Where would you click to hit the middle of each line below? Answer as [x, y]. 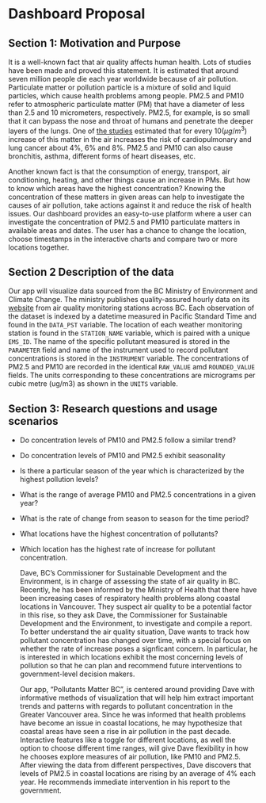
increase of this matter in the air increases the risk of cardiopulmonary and [130, 139]
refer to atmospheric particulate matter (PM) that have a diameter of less [127, 104]
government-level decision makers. [77, 674]
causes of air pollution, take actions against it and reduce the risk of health [130, 205]
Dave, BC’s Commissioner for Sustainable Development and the [123, 573]
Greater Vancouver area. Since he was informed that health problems [133, 715]
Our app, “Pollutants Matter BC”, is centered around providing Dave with [137, 690]
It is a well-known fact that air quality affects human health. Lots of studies [130, 62]
